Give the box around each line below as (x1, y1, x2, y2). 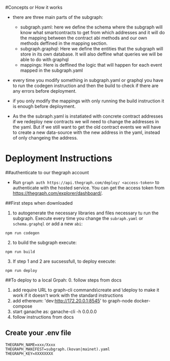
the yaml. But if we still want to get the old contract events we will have (12, 124, 161, 130)
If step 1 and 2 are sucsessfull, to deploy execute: (12, 258, 116, 264)
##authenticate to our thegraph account (5, 169, 89, 175)
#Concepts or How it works (5, 5, 62, 10)
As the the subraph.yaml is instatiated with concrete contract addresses (12, 113, 163, 119)
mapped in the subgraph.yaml (20, 67, 83, 73)
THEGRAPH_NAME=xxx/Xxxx (5, 342, 56, 347)
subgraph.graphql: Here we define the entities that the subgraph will (20, 46, 163, 51)
